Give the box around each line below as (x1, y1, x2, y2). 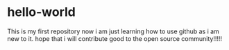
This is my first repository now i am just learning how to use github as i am (7, 27, 220, 35)
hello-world (7, 4, 76, 20)
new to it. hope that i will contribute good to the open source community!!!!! (7, 34, 223, 42)
